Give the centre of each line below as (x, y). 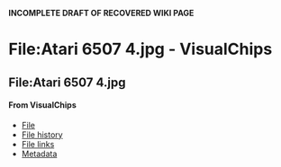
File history (42, 135)
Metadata (39, 154)
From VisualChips (43, 105)
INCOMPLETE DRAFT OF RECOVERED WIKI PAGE (101, 13)
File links (38, 144)
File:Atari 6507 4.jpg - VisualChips (140, 49)
